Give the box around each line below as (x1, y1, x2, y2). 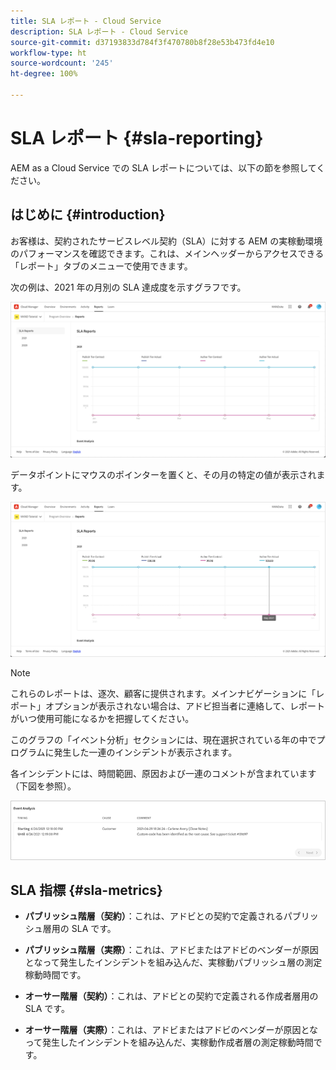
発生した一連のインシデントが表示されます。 (53, 746, 238, 759)
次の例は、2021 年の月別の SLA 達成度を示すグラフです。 (10, 281, 247, 293)
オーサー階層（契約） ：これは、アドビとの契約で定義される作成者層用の (24, 990, 319, 1002)
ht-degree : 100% (10, 69, 78, 79)
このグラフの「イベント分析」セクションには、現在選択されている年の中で (10, 734, 317, 746)
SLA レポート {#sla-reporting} (10, 127, 264, 150)
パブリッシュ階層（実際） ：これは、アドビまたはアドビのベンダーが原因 (24, 944, 319, 956)
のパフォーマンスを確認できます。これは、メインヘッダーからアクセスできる (10, 247, 325, 259)
